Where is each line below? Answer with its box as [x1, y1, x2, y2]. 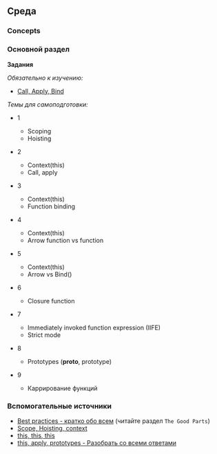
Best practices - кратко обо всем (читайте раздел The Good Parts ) [17, 416, 210, 425]
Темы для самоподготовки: [7, 100, 88, 109]
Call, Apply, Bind [17, 87, 64, 95]
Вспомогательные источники [7, 401, 112, 411]
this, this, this [17, 431, 55, 440]
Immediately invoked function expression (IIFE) [27, 323, 161, 332]
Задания [7, 60, 34, 68]
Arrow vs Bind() [27, 270, 72, 278]
